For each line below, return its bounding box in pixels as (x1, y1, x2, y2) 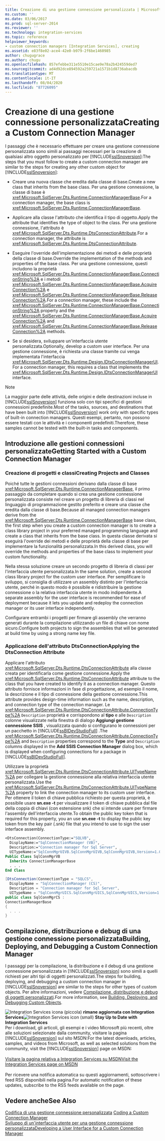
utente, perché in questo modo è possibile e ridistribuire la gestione (5, 584, 142, 590)
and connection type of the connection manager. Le (5, 702, 110, 708)
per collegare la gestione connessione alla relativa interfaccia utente (16, 774, 154, 780)
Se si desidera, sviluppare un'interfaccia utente (12, 338, 108, 344)
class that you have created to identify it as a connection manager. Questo (5, 681, 156, 687)
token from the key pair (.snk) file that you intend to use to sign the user (5, 821, 150, 827)
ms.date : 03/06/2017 (5, 16, 48, 21)
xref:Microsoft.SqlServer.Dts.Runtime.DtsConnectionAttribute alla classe (5, 665, 151, 671)
